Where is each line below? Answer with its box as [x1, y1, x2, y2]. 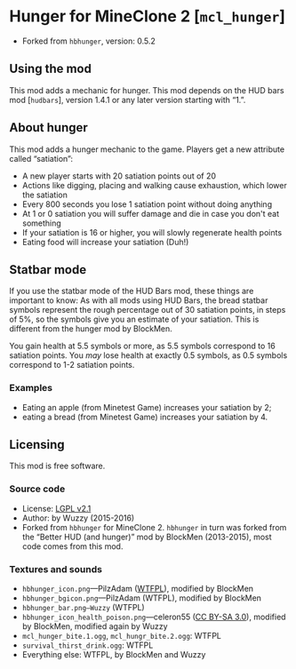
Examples [9, 382, 53, 394]
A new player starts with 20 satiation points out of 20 [21, 171, 216, 181]
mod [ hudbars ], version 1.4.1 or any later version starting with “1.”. [9, 94, 246, 105]
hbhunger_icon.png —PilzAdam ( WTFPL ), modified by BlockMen [21, 584, 254, 594]
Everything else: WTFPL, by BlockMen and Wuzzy [21, 649, 206, 660]
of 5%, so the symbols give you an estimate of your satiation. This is [9, 314, 260, 325]
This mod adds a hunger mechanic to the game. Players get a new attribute [9, 144, 285, 155]
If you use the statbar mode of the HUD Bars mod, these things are [9, 286, 254, 297]
